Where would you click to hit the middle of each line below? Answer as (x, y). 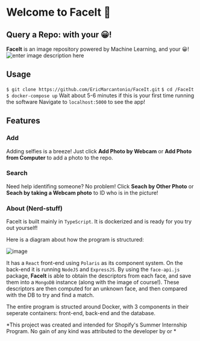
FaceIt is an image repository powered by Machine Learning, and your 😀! (98, 49)
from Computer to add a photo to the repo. (60, 158)
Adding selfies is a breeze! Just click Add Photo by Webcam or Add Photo (99, 151)
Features (23, 121)
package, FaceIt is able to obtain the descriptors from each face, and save (99, 276)
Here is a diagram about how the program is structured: (75, 240)
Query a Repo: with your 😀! (59, 35)
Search (17, 173)
